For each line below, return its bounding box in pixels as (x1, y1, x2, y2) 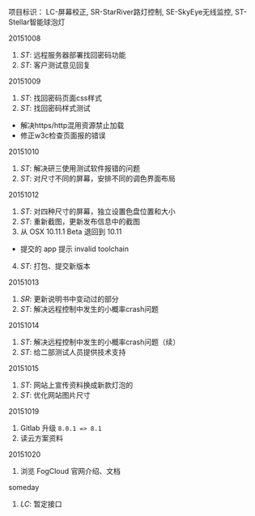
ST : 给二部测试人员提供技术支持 (19, 348, 126, 356)
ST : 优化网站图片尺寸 (19, 390, 91, 399)
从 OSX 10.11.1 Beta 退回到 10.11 (19, 227, 122, 237)
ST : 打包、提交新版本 (19, 262, 91, 271)
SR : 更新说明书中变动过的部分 (19, 294, 119, 304)
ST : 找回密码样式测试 (19, 104, 91, 113)
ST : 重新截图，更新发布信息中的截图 (19, 217, 140, 226)
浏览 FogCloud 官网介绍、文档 (19, 467, 121, 475)
